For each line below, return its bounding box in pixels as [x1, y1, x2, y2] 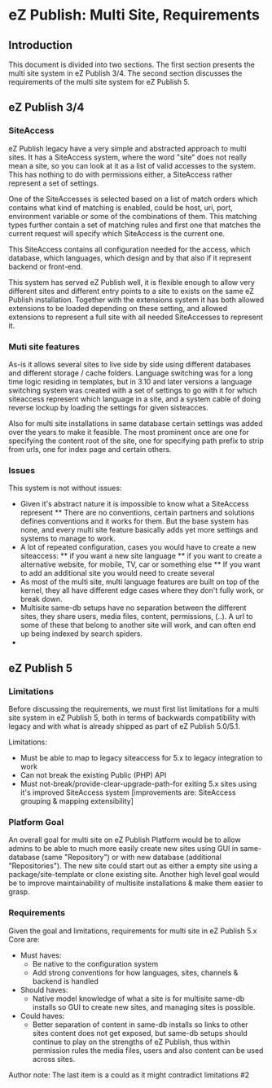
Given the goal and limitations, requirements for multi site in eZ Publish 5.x [8, 926, 257, 936]
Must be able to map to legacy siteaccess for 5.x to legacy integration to [20, 752, 263, 762]
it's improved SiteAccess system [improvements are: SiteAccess [20, 787, 236, 797]
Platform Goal [8, 816, 64, 827]
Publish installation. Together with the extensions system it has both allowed [8, 295, 265, 305]
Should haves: [20, 985, 68, 994]
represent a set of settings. [8, 178, 99, 188]
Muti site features [8, 340, 80, 352]
